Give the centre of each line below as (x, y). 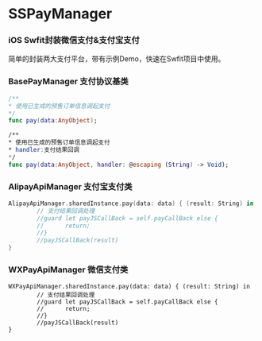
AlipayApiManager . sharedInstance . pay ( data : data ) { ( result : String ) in (131, 203)
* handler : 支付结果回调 (44, 150)
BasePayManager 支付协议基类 (68, 82)
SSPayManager (60, 14)
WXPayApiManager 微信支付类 (68, 269)
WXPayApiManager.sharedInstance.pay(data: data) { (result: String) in (129, 287)
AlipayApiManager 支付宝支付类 (70, 186)
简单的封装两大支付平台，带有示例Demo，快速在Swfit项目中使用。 (117, 59)
